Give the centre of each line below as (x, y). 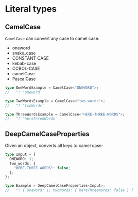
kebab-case (24, 63)
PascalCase (24, 79)
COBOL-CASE (26, 68)
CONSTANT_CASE (30, 58)
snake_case (24, 53)
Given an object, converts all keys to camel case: (54, 146)
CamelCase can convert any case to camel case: (52, 38)
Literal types (31, 9)
